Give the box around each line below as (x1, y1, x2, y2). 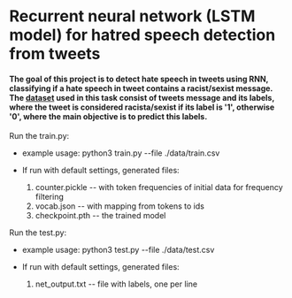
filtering (35, 192, 65, 202)
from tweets (9, 44, 101, 64)
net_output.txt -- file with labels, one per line (35, 279, 197, 289)
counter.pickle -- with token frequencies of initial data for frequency (35, 182, 283, 193)
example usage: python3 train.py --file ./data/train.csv (21, 148, 220, 158)
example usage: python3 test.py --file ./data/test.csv (21, 245, 215, 256)
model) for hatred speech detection (9, 25, 276, 45)
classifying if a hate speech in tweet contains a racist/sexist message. (9, 82, 273, 94)
